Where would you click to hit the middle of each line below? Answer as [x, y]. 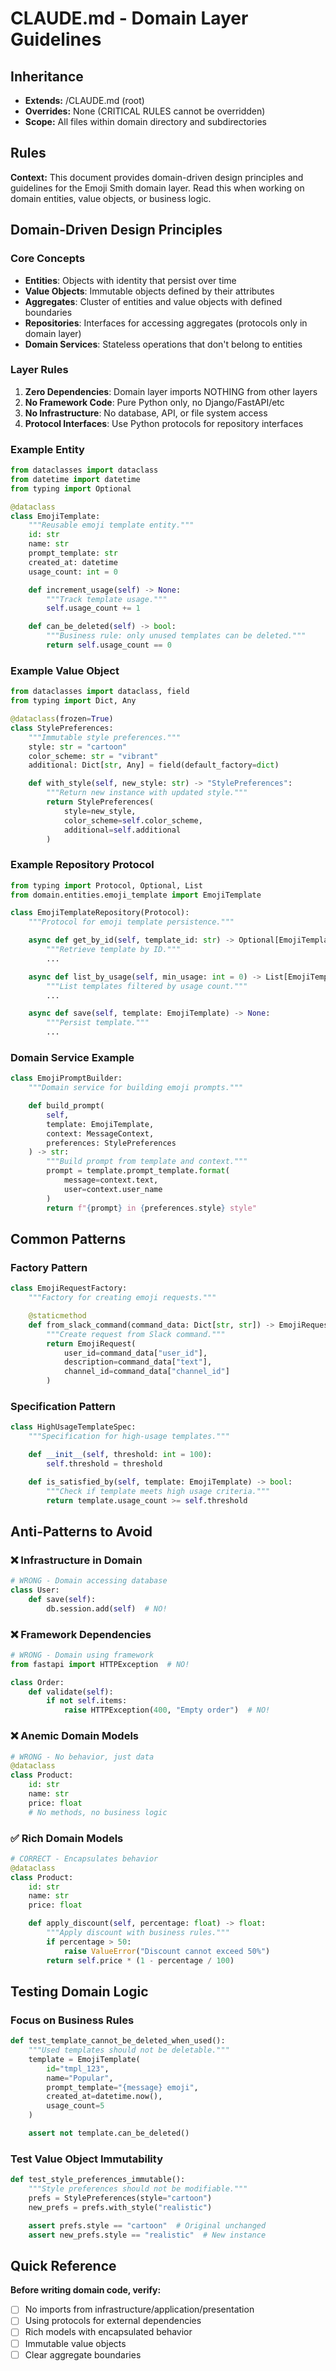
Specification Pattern [63, 1406]
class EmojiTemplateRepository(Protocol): [100, 913]
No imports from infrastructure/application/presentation [139, 2309]
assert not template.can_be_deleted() [109, 2133]
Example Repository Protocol [82, 865]
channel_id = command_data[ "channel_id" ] [146, 1372]
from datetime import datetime [75, 479]
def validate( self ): [71, 1692]
